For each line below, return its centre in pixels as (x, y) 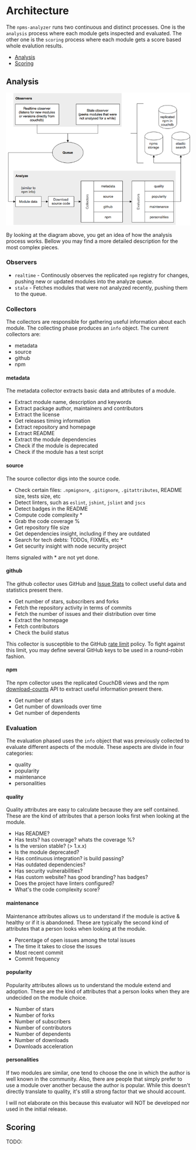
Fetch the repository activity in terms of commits (73, 608)
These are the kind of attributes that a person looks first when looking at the (98, 816)
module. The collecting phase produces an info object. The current (87, 328)
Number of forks (35, 1015)
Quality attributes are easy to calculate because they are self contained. (93, 810)
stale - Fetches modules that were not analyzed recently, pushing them (101, 287)
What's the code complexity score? (57, 890)
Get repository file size (42, 527)
